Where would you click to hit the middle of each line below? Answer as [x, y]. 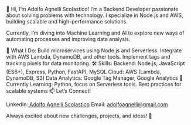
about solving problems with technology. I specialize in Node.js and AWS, [95, 15]
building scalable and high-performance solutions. [67, 21]
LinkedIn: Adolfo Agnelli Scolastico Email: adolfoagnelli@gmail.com [87, 104]
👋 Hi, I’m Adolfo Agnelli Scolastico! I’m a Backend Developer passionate [92, 9]
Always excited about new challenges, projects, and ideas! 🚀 [79, 116]
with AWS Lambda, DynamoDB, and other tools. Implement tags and [88, 57]
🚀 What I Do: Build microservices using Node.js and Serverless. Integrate [94, 50]
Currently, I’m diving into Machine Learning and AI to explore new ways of [95, 33]
